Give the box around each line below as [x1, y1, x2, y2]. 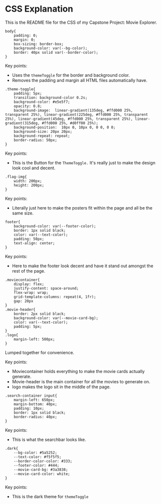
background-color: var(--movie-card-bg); [14, 315, 98, 321]
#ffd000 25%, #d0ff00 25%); [42, 120, 98, 126]
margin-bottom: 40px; [14, 402, 57, 406]
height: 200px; [14, 183, 44, 188]
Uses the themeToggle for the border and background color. [12, 72, 130, 78]
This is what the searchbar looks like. [12, 437, 86, 442]
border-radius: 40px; [14, 414, 57, 419]
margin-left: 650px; [14, 397, 55, 402]
